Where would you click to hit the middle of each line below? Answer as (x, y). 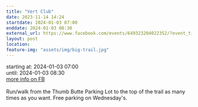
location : (18, 45)
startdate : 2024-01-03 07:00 (42, 22)
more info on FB (26, 79)
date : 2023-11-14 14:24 (35, 17)
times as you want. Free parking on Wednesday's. (67, 98)
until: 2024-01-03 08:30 (35, 73)
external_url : (24, 34)
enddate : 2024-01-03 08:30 (39, 28)
